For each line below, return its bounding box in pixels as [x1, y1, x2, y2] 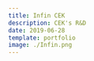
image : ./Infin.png [8, 41, 73, 49]
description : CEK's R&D [8, 19, 87, 27]
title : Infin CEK [8, 11, 66, 20]
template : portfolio [8, 33, 77, 42]
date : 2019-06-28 [8, 26, 66, 34]
